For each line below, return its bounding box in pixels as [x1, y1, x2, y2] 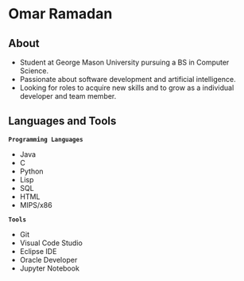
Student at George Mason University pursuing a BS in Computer [19, 57, 230, 67]
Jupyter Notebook [19, 263, 79, 273]
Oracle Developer [19, 255, 78, 264]
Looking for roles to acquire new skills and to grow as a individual [19, 83, 234, 92]
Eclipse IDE [19, 246, 57, 256]
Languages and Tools [8, 115, 117, 128]
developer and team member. [19, 92, 117, 100]
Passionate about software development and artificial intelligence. [19, 75, 236, 84]
